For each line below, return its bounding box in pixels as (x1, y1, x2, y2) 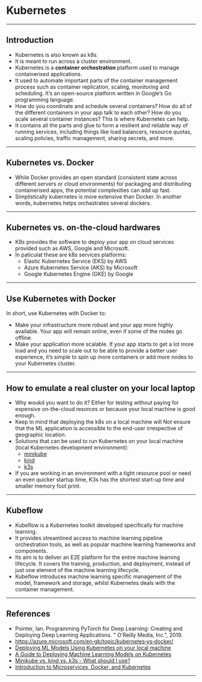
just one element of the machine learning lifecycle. (14, 566, 140, 573)
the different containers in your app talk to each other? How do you (14, 109, 182, 116)
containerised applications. (14, 70, 82, 77)
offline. (14, 334, 33, 342)
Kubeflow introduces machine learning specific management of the (14, 573, 182, 580)
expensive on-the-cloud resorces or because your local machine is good (14, 406, 195, 412)
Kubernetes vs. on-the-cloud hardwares (6, 222, 161, 232)
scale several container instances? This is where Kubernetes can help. (14, 115, 190, 123)
